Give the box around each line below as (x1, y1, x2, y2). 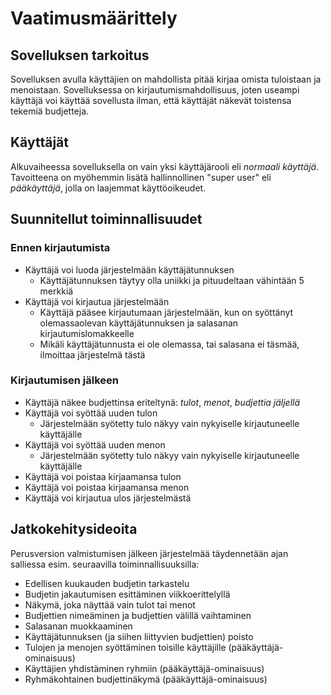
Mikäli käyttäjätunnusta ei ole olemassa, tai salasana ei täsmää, (39, 338, 300, 350)
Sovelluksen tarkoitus (10, 47, 150, 64)
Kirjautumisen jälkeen (10, 373, 120, 387)
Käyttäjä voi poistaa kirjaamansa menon (24, 481, 190, 493)
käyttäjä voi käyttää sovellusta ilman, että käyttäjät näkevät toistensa (10, 95, 292, 106)
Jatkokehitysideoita (10, 521, 138, 538)
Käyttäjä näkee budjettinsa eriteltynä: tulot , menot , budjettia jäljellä (24, 396, 301, 408)
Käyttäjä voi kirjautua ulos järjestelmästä (24, 492, 192, 504)
